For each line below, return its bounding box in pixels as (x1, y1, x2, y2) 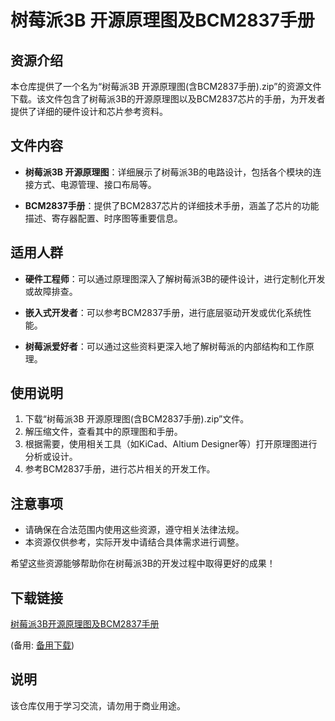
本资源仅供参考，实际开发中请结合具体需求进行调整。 (24, 536, 245, 548)
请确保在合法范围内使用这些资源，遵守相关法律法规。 (24, 524, 245, 536)
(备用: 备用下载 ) (10, 639, 75, 651)
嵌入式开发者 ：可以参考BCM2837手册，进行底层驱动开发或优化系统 (24, 306, 303, 318)
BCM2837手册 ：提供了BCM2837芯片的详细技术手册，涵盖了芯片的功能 (24, 199, 320, 211)
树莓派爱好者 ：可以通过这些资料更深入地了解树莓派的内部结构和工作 (24, 340, 306, 352)
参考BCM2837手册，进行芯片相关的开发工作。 (24, 463, 216, 475)
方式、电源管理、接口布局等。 (33, 178, 157, 190)
